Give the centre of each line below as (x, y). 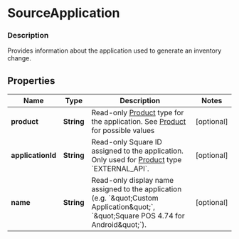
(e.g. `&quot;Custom (125, 198)
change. (20, 58)
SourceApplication (64, 13)
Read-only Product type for (138, 113)
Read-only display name (133, 181)
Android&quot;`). (119, 225)
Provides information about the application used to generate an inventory (115, 51)
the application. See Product (139, 122)
